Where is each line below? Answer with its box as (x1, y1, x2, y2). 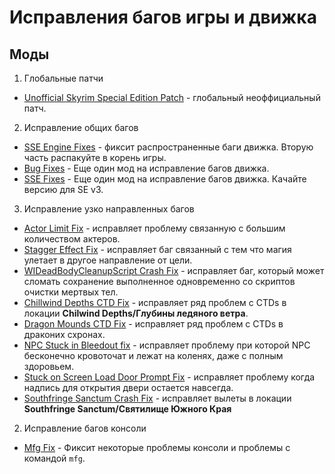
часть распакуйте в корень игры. (23, 152, 167, 163)
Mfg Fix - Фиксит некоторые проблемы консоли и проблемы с (23, 442, 291, 453)
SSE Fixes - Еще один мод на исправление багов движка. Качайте (23, 173, 307, 185)
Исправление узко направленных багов (23, 203, 195, 215)
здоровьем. (23, 361, 75, 372)
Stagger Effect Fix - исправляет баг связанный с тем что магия (23, 244, 292, 255)
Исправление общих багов (23, 122, 139, 133)
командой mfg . (23, 452, 86, 464)
